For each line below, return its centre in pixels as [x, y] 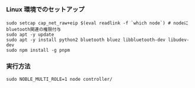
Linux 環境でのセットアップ [45, 9]
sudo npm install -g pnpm [38, 51]
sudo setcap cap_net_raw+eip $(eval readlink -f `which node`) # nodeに [97, 23]
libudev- [179, 40]
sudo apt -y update [30, 35]
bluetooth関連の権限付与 [33, 30]
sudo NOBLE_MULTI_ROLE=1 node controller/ [59, 79]
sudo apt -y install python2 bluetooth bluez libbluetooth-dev [86, 40]
